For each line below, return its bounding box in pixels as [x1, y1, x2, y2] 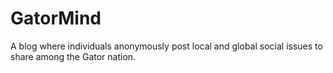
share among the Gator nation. [10, 50, 137, 62]
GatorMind [10, 7, 102, 30]
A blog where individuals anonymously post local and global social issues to [10, 40, 323, 52]
